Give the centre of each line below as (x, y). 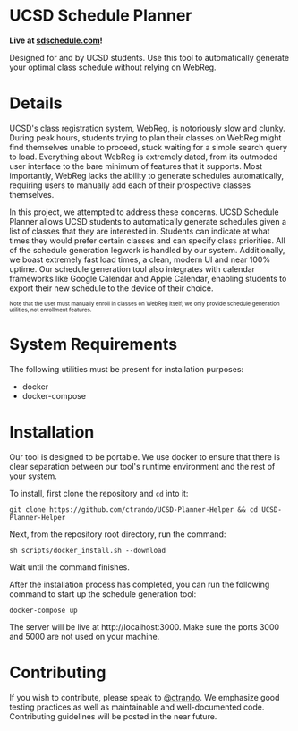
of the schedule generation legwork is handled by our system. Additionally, (147, 250)
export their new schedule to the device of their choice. (111, 288)
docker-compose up (43, 610)
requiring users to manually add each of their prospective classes (130, 185)
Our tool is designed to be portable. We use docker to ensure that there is (145, 456)
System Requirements (93, 344)
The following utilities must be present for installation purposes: (127, 369)
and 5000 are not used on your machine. (85, 636)
